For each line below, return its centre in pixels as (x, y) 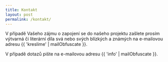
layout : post (19, 15)
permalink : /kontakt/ (28, 19)
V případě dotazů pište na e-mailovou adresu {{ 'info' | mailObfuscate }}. (82, 54)
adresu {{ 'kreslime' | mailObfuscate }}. (46, 44)
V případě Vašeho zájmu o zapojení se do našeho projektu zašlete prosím (82, 34)
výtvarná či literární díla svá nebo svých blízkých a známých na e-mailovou (84, 39)
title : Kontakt (21, 10)
